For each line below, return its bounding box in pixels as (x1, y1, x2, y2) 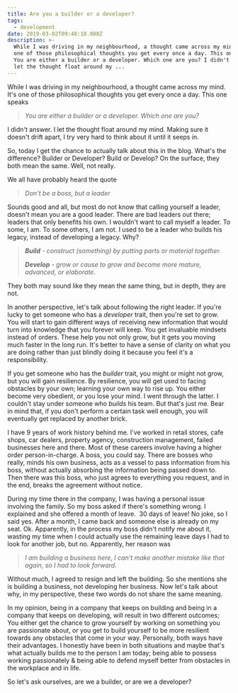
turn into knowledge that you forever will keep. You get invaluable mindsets (7, 325, 227, 334)
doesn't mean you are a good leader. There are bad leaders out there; (7, 210, 211, 218)
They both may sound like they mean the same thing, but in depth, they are (7, 281, 227, 290)
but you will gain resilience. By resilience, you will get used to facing (7, 376, 207, 385)
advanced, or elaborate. (24, 267, 96, 276)
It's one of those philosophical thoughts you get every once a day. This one (7, 90, 227, 98)
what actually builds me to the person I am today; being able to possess (7, 648, 217, 657)
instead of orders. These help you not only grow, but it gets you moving (7, 332, 216, 341)
